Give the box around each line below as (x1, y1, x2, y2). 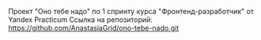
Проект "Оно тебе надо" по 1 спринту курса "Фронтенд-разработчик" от (8, 7, 255, 16)
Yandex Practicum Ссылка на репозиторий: (8, 15, 153, 24)
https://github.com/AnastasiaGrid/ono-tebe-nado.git (8, 24, 180, 32)
